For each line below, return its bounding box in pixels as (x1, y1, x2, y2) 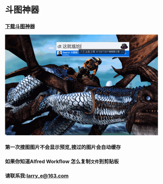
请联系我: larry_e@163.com (5, 172, 69, 179)
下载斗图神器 (5, 23, 35, 30)
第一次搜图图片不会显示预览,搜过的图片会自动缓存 (5, 144, 121, 150)
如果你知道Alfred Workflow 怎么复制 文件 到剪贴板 (5, 158, 119, 165)
